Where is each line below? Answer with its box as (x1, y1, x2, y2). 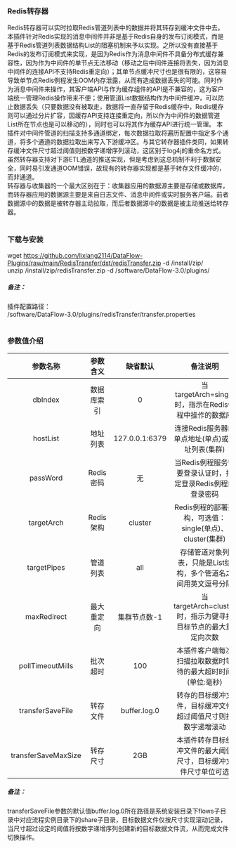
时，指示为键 (176, 611, 219, 621)
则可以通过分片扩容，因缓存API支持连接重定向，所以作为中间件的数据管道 (7, 111, 221, 120)
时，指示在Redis (174, 399, 228, 409)
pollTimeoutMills (18, 660, 74, 670)
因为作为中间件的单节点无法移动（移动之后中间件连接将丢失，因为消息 (25, 58, 229, 67)
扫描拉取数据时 (176, 655, 226, 665)
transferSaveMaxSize (11, 750, 82, 760)
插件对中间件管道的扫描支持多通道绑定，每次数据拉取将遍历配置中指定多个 (7, 129, 223, 138)
